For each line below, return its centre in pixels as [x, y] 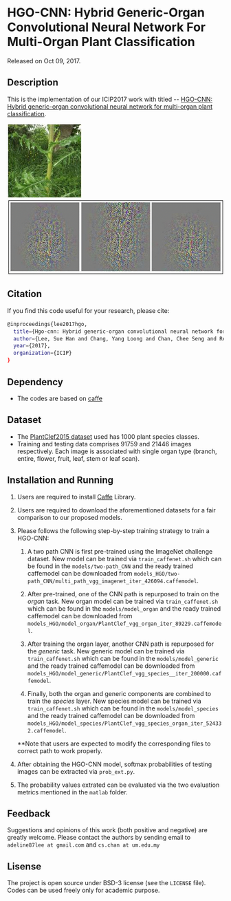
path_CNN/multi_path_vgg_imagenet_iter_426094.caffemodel [112, 581]
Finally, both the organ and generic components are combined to [119, 693]
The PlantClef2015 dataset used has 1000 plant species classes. [108, 436]
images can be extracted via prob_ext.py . [76, 771]
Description [33, 83]
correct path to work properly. [60, 750]
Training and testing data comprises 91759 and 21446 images [104, 444]
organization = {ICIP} [43, 353]
